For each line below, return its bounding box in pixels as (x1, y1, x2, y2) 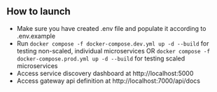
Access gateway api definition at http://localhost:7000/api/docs (16, 77, 201, 85)
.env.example (16, 32, 56, 40)
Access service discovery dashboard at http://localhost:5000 (16, 69, 194, 77)
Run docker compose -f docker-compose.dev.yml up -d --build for (16, 39, 209, 48)
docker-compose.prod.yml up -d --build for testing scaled (16, 54, 185, 63)
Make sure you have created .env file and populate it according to (16, 24, 206, 32)
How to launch (6, 6, 71, 18)
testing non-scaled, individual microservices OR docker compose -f (16, 46, 211, 55)
